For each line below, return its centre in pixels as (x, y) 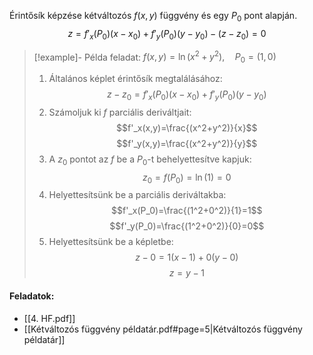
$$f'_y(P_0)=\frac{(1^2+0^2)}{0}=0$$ (187, 226)
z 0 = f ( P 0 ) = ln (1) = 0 (187, 178)
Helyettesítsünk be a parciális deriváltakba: (137, 195)
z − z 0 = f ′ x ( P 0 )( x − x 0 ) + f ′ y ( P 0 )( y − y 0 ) (187, 95)
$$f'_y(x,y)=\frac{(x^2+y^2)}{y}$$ (187, 143)
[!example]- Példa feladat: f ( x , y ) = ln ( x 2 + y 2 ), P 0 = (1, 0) (155, 57)
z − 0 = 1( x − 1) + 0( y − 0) (187, 257)
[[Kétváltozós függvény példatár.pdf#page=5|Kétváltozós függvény (163, 329)
